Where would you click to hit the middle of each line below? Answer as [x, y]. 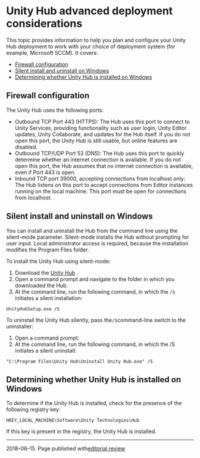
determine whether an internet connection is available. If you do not [98, 160]
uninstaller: [20, 326]
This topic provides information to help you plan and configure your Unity [96, 40]
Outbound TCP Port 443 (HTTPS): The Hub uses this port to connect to [102, 121]
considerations [44, 24]
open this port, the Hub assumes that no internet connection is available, [104, 166]
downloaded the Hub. [41, 285]
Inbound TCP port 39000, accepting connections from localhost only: [100, 178]
